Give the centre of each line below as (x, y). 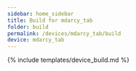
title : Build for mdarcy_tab (50, 20)
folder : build (28, 27)
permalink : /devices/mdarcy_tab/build (64, 33)
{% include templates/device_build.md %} (68, 60)
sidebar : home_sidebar (41, 14)
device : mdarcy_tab (36, 40)
